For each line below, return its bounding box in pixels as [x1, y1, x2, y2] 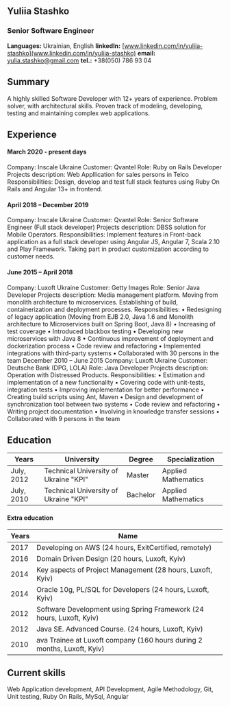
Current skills [7, 667, 66, 678]
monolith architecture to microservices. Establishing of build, [7, 298, 179, 306]
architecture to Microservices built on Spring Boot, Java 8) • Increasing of [7, 320, 216, 328]
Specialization [166, 455, 215, 464]
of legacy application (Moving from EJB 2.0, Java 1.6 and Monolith [7, 312, 194, 321]
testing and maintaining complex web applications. [7, 109, 151, 117]
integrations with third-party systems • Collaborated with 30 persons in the [7, 349, 219, 357]
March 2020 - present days [7, 147, 87, 156]
